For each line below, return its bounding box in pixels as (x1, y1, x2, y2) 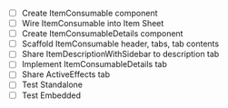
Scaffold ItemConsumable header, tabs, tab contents (21, 38, 220, 49)
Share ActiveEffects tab (21, 69, 111, 80)
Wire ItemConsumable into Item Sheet (21, 18, 164, 29)
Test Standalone (21, 79, 84, 90)
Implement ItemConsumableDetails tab (21, 59, 167, 70)
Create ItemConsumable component (21, 8, 158, 18)
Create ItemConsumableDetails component (21, 28, 183, 39)
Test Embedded (21, 90, 82, 101)
